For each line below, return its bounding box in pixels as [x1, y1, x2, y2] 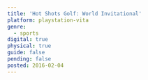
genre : [7, 23, 27, 30]
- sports [13, 29, 39, 37]
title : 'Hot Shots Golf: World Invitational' [7, 10, 142, 17]
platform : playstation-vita [7, 17, 89, 24]
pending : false [7, 56, 52, 63]
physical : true [7, 42, 52, 49]
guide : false [7, 49, 45, 56]
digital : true [7, 36, 49, 43]
